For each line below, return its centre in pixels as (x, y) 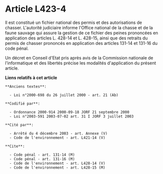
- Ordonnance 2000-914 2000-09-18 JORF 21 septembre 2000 (70, 112)
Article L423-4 (36, 9)
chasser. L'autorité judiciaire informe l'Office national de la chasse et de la (79, 27)
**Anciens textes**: (26, 86)
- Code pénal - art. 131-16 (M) (42, 159)
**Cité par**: (19, 125)
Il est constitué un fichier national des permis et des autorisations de (73, 22)
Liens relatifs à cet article (31, 77)
